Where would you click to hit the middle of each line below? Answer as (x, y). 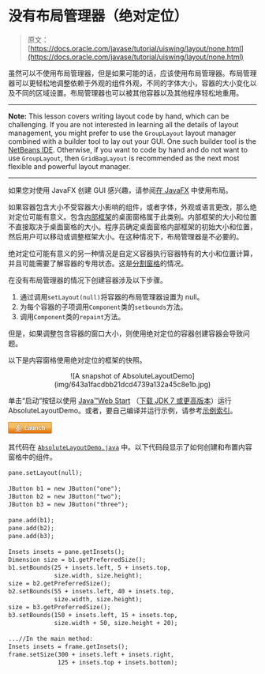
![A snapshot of (95, 375)
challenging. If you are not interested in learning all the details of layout (123, 124)
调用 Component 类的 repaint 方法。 (72, 316)
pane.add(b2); (32, 528)
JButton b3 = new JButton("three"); (68, 504)
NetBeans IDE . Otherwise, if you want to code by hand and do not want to (128, 149)
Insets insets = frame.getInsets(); (68, 646)
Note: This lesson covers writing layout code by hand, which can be (119, 116)
